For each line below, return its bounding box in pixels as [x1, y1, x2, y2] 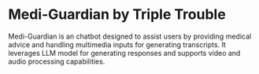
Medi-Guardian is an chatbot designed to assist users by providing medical [8, 31, 252, 41]
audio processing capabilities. [8, 57, 105, 66]
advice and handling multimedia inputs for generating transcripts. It [8, 39, 227, 49]
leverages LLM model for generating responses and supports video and [8, 48, 241, 57]
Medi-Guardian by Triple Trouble [8, 6, 226, 24]
